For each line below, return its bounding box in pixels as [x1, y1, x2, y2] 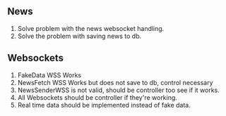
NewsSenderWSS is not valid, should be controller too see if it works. [17, 86, 220, 94]
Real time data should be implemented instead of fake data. [17, 101, 191, 109]
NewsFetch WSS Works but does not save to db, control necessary [17, 78, 213, 86]
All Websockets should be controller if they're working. [17, 93, 178, 101]
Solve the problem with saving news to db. [17, 32, 142, 40]
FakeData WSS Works [17, 70, 82, 79]
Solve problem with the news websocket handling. [17, 24, 165, 32]
